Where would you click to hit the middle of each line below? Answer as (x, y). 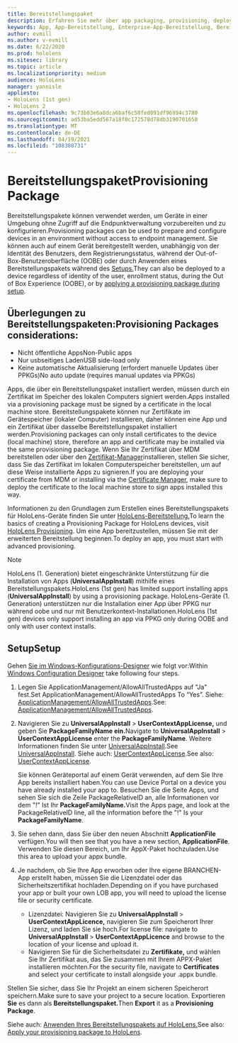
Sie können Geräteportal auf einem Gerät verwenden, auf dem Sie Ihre (120, 775)
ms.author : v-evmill (38, 40)
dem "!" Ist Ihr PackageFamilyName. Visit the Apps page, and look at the (124, 805)
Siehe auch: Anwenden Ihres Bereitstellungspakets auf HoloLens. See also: (116, 1024)
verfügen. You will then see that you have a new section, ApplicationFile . (124, 841)
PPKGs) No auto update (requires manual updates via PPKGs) (107, 375)
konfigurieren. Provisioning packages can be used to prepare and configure (117, 231)
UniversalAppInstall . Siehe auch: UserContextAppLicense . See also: (115, 754)
